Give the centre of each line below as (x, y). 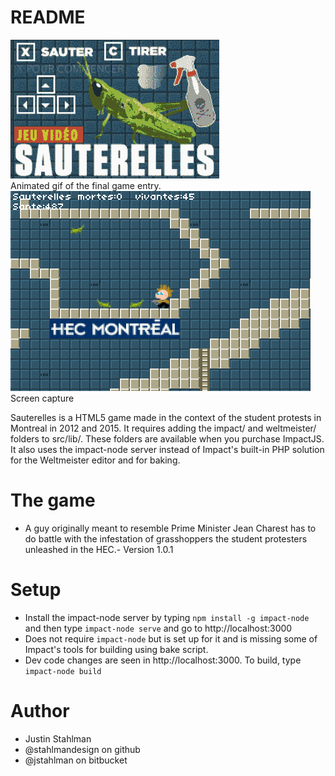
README (48, 17)
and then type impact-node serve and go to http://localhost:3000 (158, 628)
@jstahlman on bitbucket (76, 760)
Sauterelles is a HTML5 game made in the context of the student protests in (166, 417)
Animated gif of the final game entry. (86, 185)
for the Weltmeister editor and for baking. (95, 460)
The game (53, 500)
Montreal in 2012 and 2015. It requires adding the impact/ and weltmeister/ (163, 428)
